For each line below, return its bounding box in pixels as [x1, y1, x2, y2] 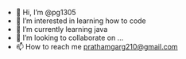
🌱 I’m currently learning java [15, 25, 108, 33]
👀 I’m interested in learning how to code [15, 16, 147, 26]
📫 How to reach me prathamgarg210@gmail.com [15, 42, 178, 51]
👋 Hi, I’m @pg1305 [15, 8, 77, 17]
